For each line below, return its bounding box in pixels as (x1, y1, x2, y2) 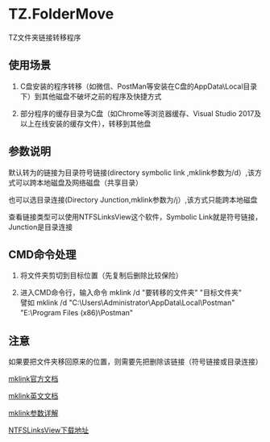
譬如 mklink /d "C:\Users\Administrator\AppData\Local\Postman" (19, 298, 235, 307)
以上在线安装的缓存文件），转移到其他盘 (19, 119, 152, 128)
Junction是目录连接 (8, 222, 73, 231)
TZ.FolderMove (8, 5, 114, 23)
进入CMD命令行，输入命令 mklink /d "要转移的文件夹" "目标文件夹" (19, 288, 242, 298)
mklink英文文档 (8, 391, 59, 401)
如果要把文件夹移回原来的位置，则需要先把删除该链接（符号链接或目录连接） (8, 357, 263, 367)
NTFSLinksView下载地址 (8, 425, 89, 436)
